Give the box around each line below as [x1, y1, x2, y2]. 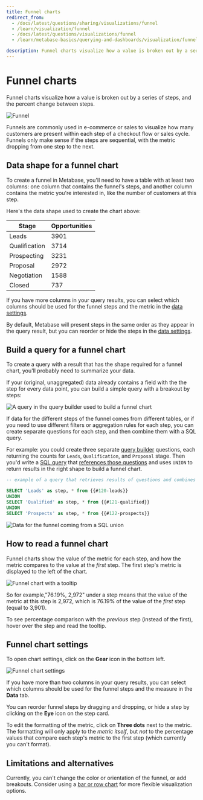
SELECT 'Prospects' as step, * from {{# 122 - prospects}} [6, 510, 150, 516]
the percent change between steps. [6, 100, 95, 107]
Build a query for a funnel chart [6, 345, 126, 355]
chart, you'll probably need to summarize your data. [6, 367, 135, 374]
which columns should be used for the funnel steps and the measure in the [6, 685, 193, 693]
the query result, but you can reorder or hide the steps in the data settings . [6, 327, 192, 334]
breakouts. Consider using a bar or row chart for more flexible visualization [6, 781, 193, 788]
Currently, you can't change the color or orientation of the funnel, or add [6, 774, 187, 782]
